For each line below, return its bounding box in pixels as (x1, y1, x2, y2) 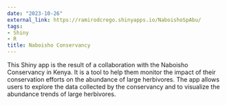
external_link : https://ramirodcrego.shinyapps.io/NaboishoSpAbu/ (7, 16, 202, 23)
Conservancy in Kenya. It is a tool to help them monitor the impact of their (7, 68, 216, 76)
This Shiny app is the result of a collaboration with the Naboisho (7, 61, 188, 69)
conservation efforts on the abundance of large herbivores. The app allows (7, 75, 220, 83)
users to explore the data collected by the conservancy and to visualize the (7, 83, 220, 91)
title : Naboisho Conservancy (7, 42, 91, 49)
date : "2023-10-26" (7, 10, 63, 17)
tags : (7, 23, 23, 30)
